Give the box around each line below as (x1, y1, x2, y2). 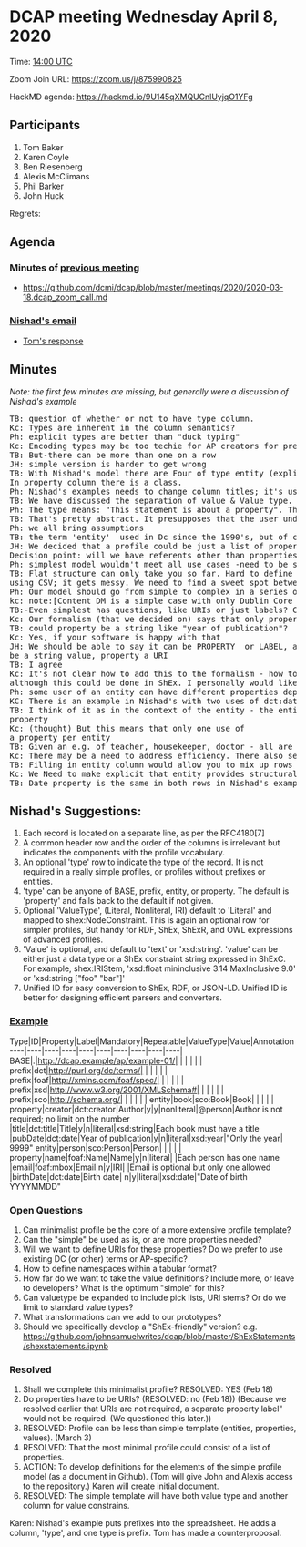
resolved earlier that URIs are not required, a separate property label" (22, 1403, 283, 1414)
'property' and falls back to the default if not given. (22, 896, 214, 907)
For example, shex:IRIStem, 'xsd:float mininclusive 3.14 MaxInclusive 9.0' (22, 963, 296, 974)
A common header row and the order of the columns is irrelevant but (22, 837, 280, 848)
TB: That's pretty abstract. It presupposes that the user (9, 513, 280, 524)
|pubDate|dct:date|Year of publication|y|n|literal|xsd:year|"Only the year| (9, 1132, 284, 1143)
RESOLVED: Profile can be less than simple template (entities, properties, (22, 1423, 297, 1434)
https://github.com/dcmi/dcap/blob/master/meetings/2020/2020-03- (22, 282, 284, 293)
